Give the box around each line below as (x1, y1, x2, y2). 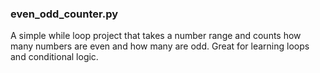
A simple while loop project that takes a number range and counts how (10, 30, 302, 42)
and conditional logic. (10, 51, 99, 63)
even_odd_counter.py (10, 7, 118, 21)
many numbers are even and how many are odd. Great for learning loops (10, 40, 310, 52)
